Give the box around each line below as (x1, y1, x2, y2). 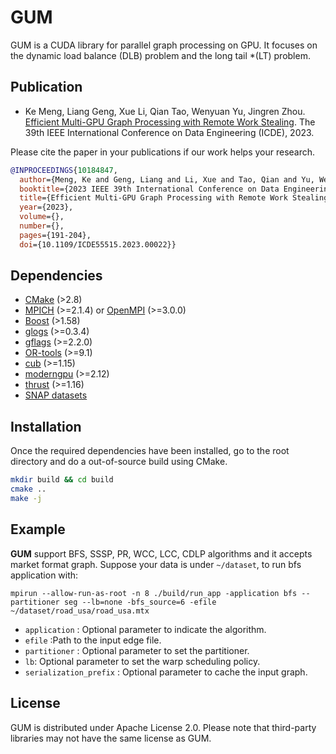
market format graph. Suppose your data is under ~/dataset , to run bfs (10, 558, 302, 570)
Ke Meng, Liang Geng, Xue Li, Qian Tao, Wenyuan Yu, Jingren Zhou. (24, 105, 306, 117)
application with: (10, 569, 79, 581)
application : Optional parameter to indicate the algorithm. (24, 623, 267, 635)
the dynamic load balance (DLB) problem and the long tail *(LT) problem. (10, 49, 311, 61)
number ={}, (19, 221, 65, 231)
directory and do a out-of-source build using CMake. (10, 456, 228, 468)
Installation (10, 418, 82, 435)
